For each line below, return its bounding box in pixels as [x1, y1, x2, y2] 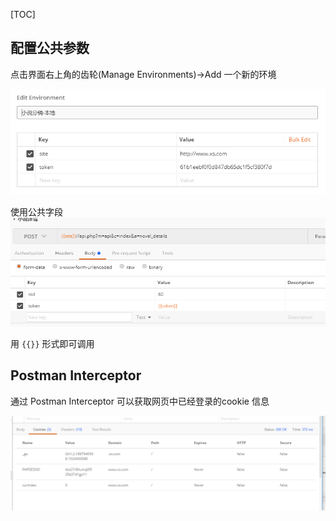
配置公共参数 [10, 40, 90, 57]
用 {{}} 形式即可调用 [10, 338, 95, 350]
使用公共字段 [10, 205, 63, 218]
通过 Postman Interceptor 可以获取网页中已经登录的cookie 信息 [10, 395, 270, 407]
